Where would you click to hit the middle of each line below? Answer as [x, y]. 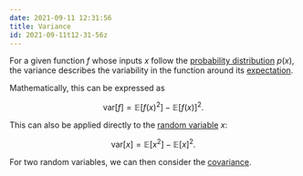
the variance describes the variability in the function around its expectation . [151, 70]
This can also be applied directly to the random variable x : [119, 125]
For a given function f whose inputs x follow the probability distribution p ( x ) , [152, 61]
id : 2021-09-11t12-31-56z [58, 35]
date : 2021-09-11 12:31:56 [61, 18]
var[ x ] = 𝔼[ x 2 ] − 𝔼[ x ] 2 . [153, 144]
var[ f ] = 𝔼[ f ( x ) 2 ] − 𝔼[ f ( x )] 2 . [153, 107]
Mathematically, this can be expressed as [88, 88]
